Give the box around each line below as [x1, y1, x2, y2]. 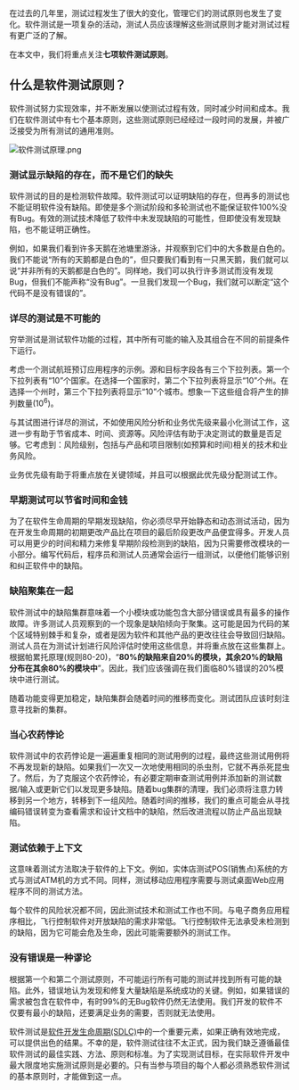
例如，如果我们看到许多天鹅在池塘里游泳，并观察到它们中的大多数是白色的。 [9, 244, 290, 254]
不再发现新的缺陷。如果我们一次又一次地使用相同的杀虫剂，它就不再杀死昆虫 [9, 761, 290, 772]
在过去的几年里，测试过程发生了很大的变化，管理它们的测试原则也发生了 [9, 8, 274, 18]
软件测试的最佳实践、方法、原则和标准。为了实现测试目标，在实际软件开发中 [9, 1048, 290, 1059]
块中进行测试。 [9, 673, 64, 684]
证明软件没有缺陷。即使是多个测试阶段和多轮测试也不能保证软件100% [24, 202, 280, 212]
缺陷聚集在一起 [9, 585, 74, 598]
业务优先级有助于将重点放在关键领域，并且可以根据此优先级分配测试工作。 [9, 469, 282, 480]
